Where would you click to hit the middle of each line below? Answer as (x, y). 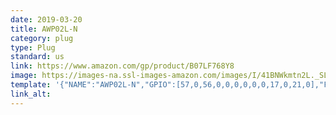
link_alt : (31, 94)
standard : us (37, 57)
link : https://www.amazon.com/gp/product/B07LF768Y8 (122, 66)
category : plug (42, 38)
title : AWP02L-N (44, 29)
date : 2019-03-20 (46, 19)
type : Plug (33, 47)
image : (24, 76)
